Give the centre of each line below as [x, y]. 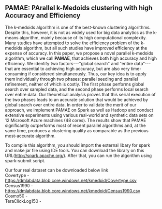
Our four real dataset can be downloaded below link [57, 170]
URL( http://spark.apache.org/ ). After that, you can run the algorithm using [79, 156]
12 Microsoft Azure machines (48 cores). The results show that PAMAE [76, 120]
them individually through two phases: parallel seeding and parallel [72, 79]
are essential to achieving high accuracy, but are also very [72, 69]
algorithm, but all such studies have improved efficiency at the [85, 48]
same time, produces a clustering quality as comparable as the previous [77, 130]
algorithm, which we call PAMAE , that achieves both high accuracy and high [81, 58]
